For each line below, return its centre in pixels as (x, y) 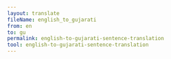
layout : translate (33, 13)
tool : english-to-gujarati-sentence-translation (78, 45)
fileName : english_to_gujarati (52, 20)
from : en (20, 26)
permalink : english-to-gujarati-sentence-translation (86, 39)
